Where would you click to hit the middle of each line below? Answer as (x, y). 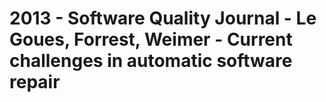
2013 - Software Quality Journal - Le (163, 18)
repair (35, 82)
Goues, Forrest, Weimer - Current (151, 39)
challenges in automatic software (151, 61)
